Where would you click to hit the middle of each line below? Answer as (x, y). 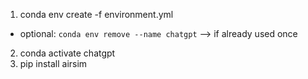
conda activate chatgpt (67, 53)
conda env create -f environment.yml (96, 14)
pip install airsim (53, 63)
